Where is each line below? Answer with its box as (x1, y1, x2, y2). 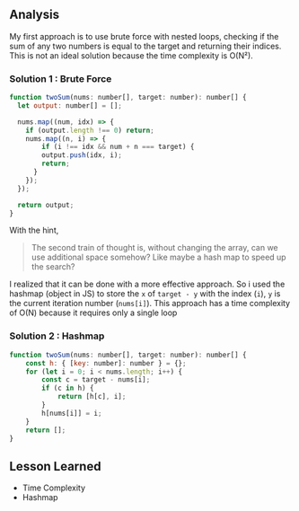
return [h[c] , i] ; (57, 392, 127, 401)
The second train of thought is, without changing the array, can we (31, 242, 278, 253)
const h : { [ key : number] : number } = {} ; (25, 358, 187, 367)
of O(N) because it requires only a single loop (9, 307, 178, 318)
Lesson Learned (9, 458, 101, 474)
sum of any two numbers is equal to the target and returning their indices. (9, 40, 282, 51)
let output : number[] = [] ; (17, 101, 123, 110)
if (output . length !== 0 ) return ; (25, 126, 154, 135)
